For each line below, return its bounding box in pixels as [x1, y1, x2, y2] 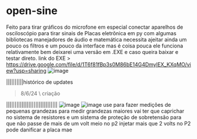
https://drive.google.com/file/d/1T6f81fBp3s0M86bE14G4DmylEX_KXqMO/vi [6, 60, 191, 68]
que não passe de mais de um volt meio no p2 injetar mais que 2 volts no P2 [6, 120, 191, 127]
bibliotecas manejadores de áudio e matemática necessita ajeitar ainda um [6, 36, 187, 43]
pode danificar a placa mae [6, 126, 72, 133]
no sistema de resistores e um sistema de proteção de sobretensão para [6, 113, 182, 121]
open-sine [6, 4, 58, 18]
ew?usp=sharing [6, 67, 47, 74]
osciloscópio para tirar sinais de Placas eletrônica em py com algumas [6, 29, 176, 36]
